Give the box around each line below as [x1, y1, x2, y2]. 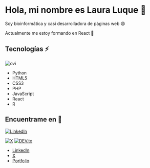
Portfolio [12, 158, 30, 164]
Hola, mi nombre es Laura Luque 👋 [5, 4, 147, 16]
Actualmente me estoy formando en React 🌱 [5, 30, 94, 36]
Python [12, 70, 27, 75]
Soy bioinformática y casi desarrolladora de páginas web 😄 [5, 21, 126, 26]
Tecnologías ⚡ [5, 45, 49, 53]
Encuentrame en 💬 [5, 115, 62, 124]
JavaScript [12, 91, 34, 96]
